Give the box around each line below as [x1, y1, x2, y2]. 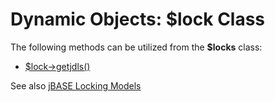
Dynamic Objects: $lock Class [10, 8, 266, 31]
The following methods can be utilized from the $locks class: [10, 41, 263, 53]
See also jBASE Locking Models [10, 79, 142, 92]
